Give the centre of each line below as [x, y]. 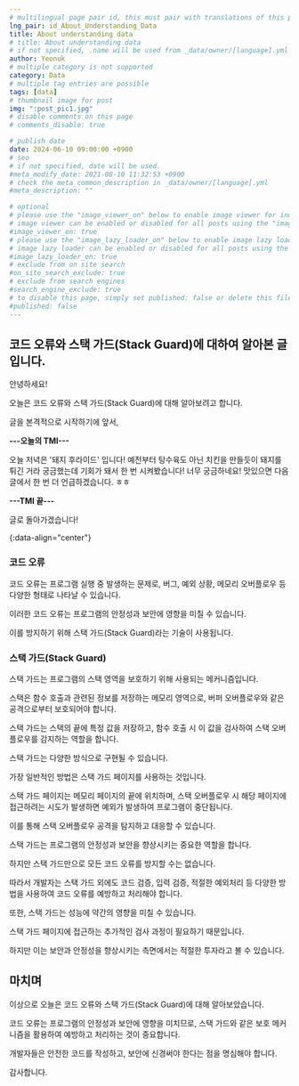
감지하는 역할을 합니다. [79, 739]
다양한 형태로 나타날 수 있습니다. [65, 595]
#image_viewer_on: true [53, 231]
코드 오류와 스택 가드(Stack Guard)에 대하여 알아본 [141, 344]
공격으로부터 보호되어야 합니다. [63, 709]
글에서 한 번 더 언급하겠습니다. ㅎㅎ [70, 482]
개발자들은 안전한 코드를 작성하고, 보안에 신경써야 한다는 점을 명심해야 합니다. [143, 1053]
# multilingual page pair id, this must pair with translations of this [147, 17]
